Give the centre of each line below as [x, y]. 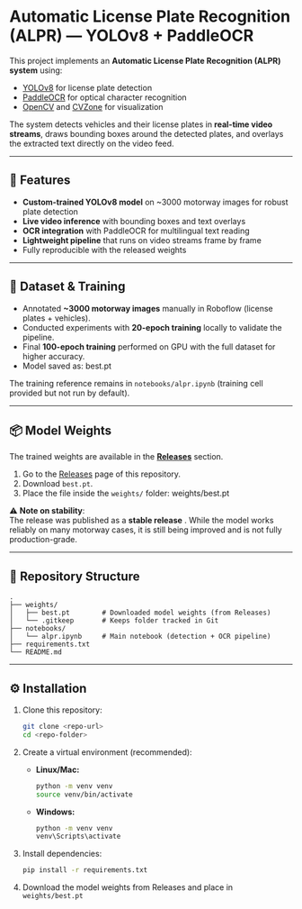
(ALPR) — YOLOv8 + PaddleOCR [132, 36]
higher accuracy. [53, 356]
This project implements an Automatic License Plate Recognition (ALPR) [145, 60]
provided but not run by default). [70, 393]
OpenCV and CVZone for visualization [93, 106]
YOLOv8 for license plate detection [87, 87]
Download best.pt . [58, 484]
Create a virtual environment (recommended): [107, 752]
